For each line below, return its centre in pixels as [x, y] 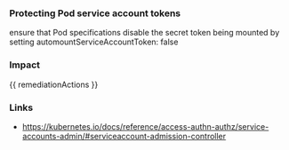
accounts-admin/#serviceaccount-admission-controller [124, 136]
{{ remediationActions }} [54, 84]
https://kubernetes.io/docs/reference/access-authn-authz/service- [145, 126]
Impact [25, 65]
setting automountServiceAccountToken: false [94, 42]
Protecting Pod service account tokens [95, 13]
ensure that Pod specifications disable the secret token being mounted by [144, 33]
